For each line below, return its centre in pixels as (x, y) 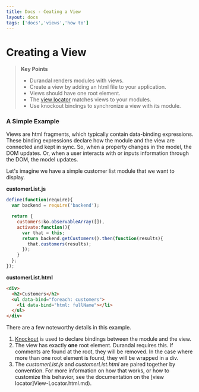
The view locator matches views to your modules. (90, 99)
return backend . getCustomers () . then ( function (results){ (92, 238)
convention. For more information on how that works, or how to (92, 371)
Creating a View (46, 52)
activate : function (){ (43, 227)
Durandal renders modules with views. (77, 80)
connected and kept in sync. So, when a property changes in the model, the (99, 147)
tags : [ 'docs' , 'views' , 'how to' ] (48, 23)
